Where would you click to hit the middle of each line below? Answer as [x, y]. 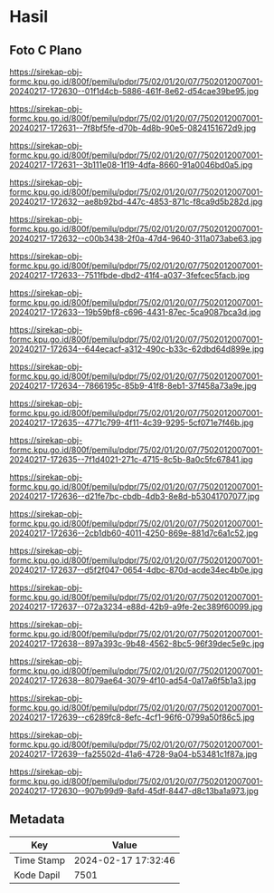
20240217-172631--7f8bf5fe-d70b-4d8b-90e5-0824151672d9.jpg [132, 128]
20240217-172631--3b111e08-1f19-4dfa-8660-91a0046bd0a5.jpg [131, 165]
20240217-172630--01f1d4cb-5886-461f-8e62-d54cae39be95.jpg [134, 91]
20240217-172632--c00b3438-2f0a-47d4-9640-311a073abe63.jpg [136, 238]
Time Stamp [40, 860]
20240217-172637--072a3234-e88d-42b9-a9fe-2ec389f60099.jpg [136, 607]
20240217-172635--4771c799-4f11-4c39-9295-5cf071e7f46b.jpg [132, 422]
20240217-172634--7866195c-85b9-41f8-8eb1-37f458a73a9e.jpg [133, 386]
